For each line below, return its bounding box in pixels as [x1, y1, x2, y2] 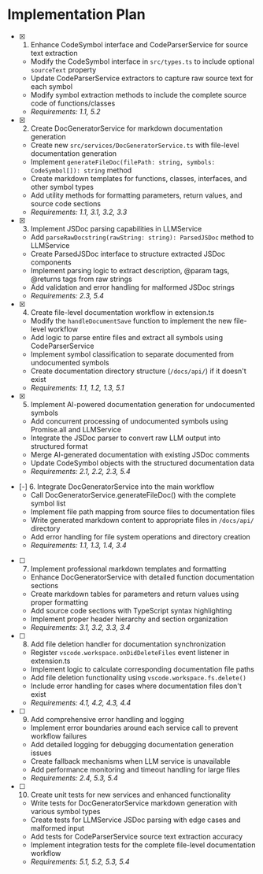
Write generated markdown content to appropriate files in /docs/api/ [30, 515, 254, 524]
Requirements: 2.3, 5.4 [30, 291, 104, 300]
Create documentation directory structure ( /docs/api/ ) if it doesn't [30, 366, 247, 376]
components [30, 257, 72, 267]
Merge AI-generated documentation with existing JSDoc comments [30, 450, 250, 459]
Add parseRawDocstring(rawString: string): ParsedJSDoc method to [30, 232, 254, 242]
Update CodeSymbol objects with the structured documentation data [30, 458, 255, 468]
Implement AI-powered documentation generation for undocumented [30, 399, 255, 409]
